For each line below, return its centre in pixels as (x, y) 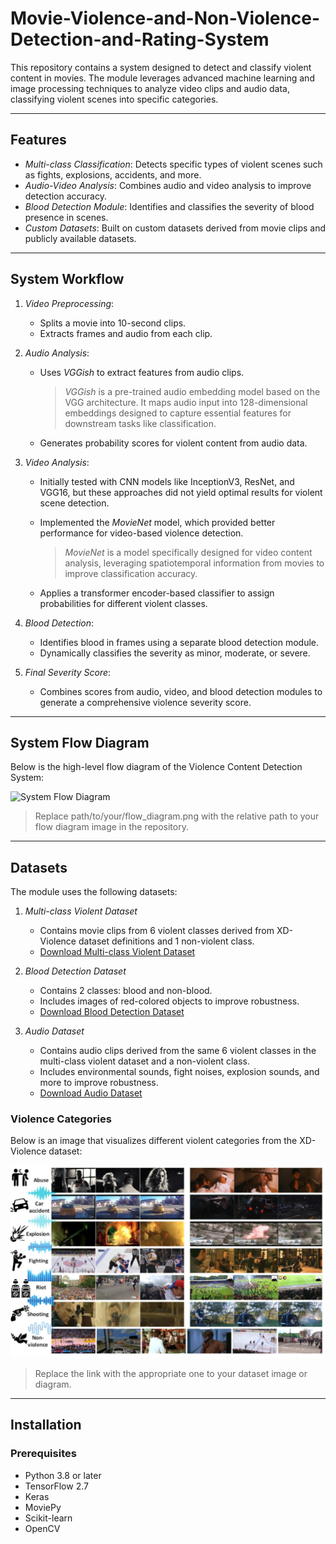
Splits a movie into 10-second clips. (113, 323)
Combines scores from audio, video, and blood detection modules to (181, 691)
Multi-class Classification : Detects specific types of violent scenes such (173, 164)
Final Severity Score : (68, 672)
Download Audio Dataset (91, 1093)
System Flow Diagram (80, 742)
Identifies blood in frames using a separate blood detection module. (179, 642)
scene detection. (74, 503)
